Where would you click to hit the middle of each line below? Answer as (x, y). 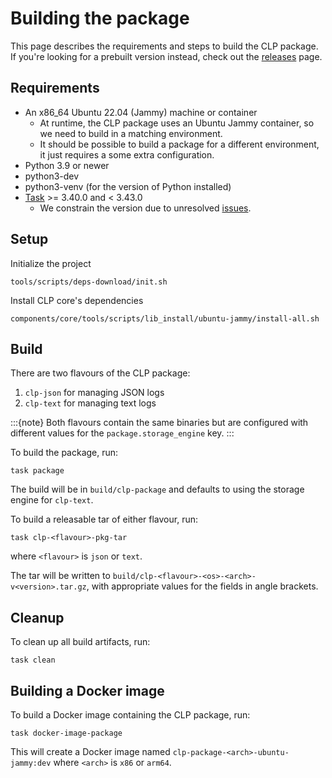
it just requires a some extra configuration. (127, 154)
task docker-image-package (66, 733)
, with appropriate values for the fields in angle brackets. (202, 586)
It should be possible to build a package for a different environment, (179, 144)
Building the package (100, 18)
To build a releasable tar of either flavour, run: (104, 519)
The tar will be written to (60, 576)
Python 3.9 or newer (67, 165)
